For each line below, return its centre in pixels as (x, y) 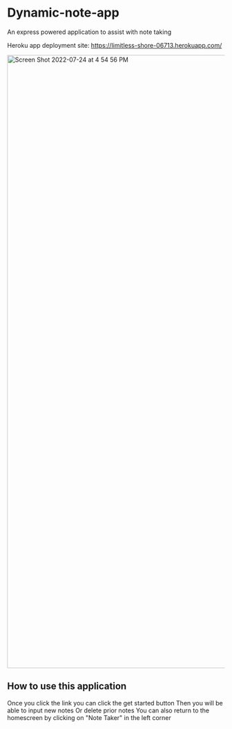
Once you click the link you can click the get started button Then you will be (115, 703)
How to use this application (67, 686)
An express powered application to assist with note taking (89, 32)
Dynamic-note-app (63, 13)
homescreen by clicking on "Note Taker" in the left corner (89, 717)
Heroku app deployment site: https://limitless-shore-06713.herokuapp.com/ (115, 45)
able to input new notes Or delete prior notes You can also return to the (108, 710)
